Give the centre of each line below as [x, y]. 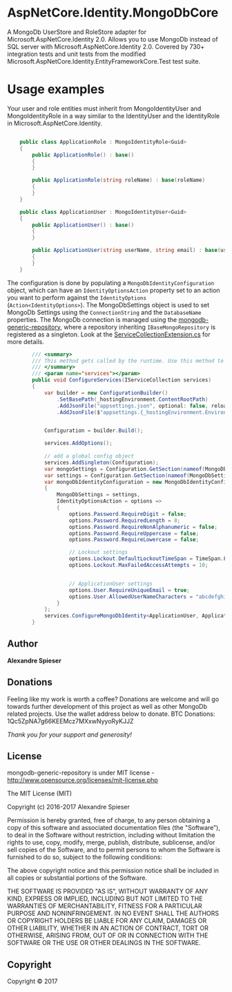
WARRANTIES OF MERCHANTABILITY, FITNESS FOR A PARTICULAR [105, 906]
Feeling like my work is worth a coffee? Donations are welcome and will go [113, 699]
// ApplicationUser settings [111, 584]
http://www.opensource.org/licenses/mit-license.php [83, 780]
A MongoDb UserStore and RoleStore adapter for [77, 32]
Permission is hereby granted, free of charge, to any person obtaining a [109, 820]
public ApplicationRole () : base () [83, 155]
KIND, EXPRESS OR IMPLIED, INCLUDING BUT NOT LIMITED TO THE [105, 899]
